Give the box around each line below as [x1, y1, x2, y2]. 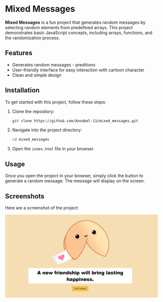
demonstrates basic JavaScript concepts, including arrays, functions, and [5, 30, 153, 35]
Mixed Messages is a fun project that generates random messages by [5, 19, 146, 25]
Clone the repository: [12, 108, 55, 114]
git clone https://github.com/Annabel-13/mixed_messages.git [12, 118, 139, 123]
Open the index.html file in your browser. [12, 146, 95, 152]
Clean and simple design [12, 72, 62, 78]
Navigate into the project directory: [12, 127, 82, 133]
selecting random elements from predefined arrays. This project [5, 24, 133, 30]
